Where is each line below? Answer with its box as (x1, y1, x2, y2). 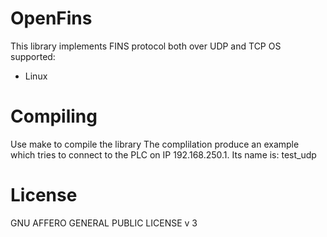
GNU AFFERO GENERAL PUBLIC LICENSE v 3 (10, 217, 198, 229)
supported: (10, 50, 56, 62)
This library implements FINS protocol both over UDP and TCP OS (10, 40, 282, 52)
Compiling (10, 105, 98, 128)
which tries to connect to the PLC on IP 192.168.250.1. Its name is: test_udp (10, 148, 317, 161)
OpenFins (10, 7, 93, 30)
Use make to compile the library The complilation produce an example (10, 138, 300, 150)
